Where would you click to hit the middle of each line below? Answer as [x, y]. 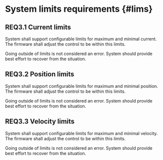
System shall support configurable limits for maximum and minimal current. [81, 39]
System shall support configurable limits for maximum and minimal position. [82, 86]
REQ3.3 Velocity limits [40, 121]
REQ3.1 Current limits [38, 27]
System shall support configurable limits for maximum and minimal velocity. [81, 133]
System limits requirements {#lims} [79, 9]
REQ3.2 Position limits [40, 74]
